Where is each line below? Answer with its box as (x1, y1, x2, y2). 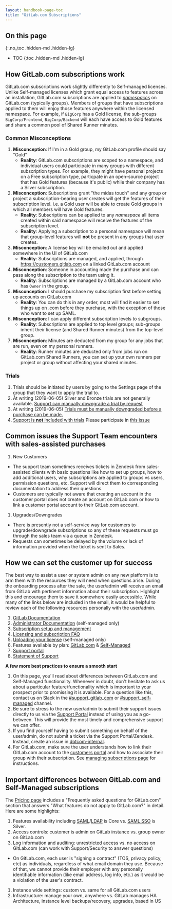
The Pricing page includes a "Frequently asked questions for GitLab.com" (5, 797, 161, 803)
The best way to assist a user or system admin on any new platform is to (5, 572, 159, 578)
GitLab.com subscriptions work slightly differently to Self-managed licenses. (5, 83, 167, 90)
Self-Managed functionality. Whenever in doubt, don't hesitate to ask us (12, 679, 165, 685)
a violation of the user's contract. (12, 877, 83, 883)
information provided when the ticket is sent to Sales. (12, 543, 126, 549)
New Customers (12, 453, 47, 459)
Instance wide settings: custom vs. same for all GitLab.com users (12, 887, 151, 893)
